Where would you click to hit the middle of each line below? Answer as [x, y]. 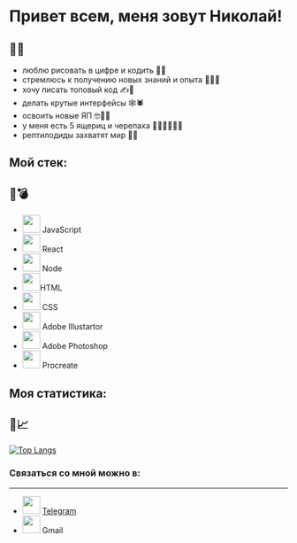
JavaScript [61, 230]
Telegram [59, 510]
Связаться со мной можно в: [75, 473]
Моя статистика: [58, 393]
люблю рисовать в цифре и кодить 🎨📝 [94, 70]
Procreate [60, 366]
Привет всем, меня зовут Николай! [146, 16]
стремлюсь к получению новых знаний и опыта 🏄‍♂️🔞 [121, 80]
